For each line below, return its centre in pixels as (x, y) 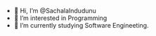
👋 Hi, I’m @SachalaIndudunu (55, 11)
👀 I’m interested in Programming (60, 18)
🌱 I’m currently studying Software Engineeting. (81, 25)
